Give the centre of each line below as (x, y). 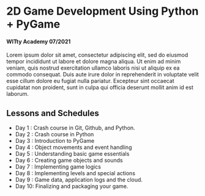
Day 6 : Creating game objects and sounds (69, 161)
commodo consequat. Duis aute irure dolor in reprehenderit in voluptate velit (102, 74)
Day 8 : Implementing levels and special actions (75, 173)
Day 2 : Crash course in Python (54, 134)
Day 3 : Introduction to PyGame (55, 141)
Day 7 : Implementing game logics (58, 167)
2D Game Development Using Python (102, 11)
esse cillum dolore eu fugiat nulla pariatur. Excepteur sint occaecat (90, 81)
